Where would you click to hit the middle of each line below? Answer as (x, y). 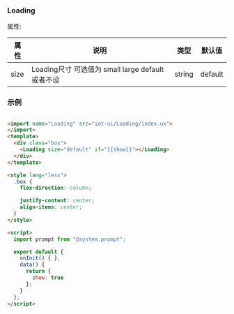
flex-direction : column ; (56, 188)
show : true (48, 278)
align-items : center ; (51, 207)
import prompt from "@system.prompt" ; (70, 239)
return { (38, 271)
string (184, 74)
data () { (32, 265)
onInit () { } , (40, 258)
